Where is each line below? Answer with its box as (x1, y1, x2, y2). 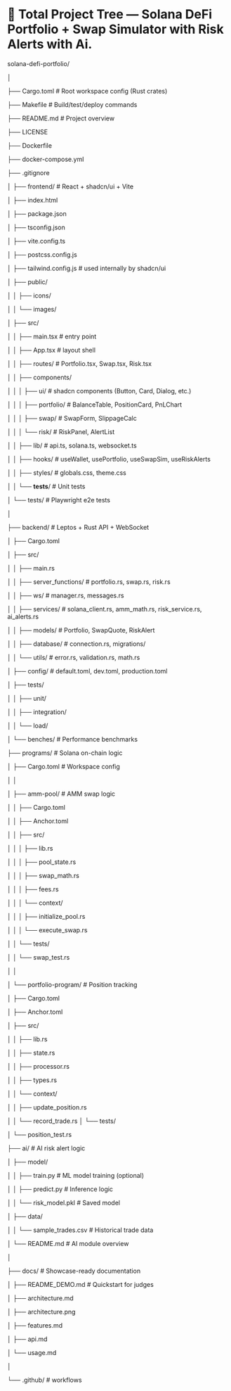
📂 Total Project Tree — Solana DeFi (7, 6, 213, 23)
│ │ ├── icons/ (7, 291, 51, 300)
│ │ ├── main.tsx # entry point (7, 332, 97, 341)
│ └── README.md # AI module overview (7, 1239, 129, 1247)
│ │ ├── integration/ (7, 707, 67, 716)
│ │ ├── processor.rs (7, 1062, 70, 1070)
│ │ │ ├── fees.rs (7, 884, 59, 893)
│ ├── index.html (7, 196, 58, 204)
